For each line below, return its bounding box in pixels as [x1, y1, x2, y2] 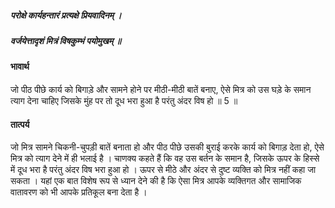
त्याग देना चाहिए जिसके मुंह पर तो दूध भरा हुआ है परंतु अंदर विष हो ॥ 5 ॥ [10, 94, 238, 106]
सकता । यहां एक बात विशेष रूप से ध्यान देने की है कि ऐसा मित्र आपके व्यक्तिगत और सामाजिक [10, 175, 302, 187]
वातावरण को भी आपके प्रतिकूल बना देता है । [10, 186, 148, 198]
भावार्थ [10, 61, 30, 73]
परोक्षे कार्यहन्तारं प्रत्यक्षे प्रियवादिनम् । [10, 9, 122, 21]
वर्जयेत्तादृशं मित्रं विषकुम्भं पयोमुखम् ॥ [10, 34, 122, 46]
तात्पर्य [10, 118, 30, 130]
